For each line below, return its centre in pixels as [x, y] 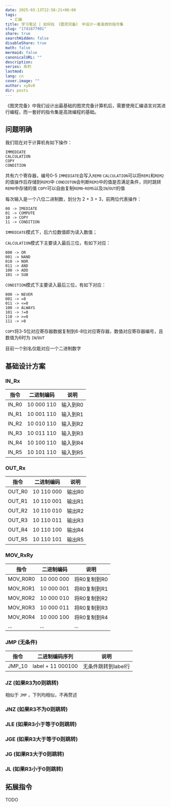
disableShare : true [26, 43]
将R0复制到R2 [91, 598]
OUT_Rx [16, 468]
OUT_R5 [18, 540]
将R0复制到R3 [91, 608]
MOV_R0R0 [22, 579]
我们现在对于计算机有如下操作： [39, 142]
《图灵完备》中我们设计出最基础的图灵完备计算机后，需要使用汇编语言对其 [83, 105]
